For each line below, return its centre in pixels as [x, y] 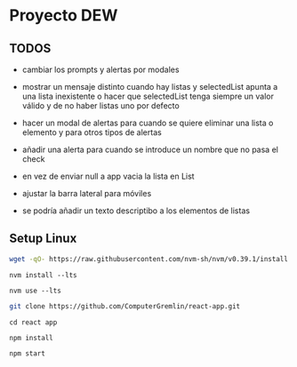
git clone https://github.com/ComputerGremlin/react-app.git [125, 306]
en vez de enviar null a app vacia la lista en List [108, 176]
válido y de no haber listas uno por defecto [100, 106]
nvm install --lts [43, 275]
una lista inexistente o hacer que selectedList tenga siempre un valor [148, 96]
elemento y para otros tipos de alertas [92, 132]
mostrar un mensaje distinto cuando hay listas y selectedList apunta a [150, 87]
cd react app [33, 322]
